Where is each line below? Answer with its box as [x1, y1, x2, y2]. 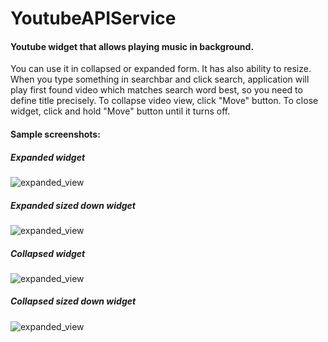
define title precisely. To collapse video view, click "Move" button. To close [10, 95, 319, 107]
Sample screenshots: [10, 128, 101, 140]
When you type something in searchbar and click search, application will [10, 73, 310, 86]
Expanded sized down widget [10, 199, 136, 211]
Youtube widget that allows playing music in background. [10, 40, 255, 52]
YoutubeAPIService [10, 7, 177, 30]
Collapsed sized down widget [10, 295, 137, 307]
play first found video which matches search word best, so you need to [10, 84, 303, 96]
